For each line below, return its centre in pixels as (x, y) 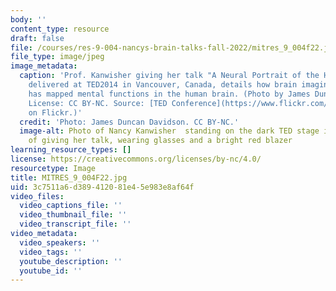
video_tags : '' (51, 252)
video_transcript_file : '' (75, 224)
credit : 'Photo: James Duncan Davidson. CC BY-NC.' (129, 122)
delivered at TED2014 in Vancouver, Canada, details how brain (163, 85)
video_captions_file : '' (71, 206)
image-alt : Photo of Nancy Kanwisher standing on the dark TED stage (169, 131)
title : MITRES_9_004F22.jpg (69, 177)
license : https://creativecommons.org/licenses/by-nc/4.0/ (136, 159)
